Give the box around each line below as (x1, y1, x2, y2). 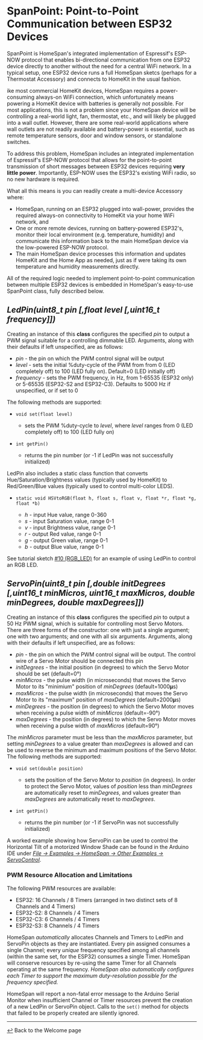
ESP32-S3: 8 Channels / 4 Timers (15, 922, 100, 929)
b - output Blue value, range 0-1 (24, 543, 104, 550)
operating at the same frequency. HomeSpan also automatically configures (7, 965, 195, 973)
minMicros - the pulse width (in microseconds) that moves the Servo (15, 676, 186, 683)
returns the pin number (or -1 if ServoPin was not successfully (24, 818, 179, 826)
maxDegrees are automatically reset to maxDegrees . (24, 795, 155, 803)
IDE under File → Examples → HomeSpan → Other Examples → (7, 850, 164, 857)
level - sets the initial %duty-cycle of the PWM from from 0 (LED (15, 361, 175, 368)
